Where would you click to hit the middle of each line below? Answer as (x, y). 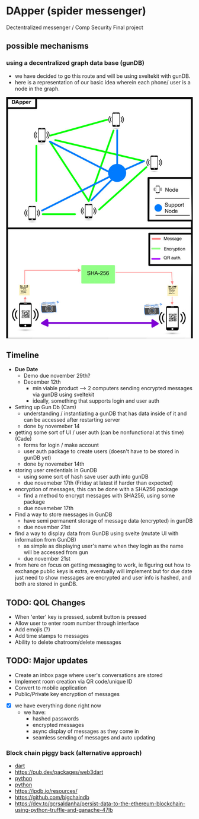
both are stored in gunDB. (46, 584)
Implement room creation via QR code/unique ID (73, 681)
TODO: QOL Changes (46, 603)
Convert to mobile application (51, 688)
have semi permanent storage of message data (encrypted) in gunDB (108, 521)
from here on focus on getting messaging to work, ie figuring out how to (102, 565)
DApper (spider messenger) (76, 11)
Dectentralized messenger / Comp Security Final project (75, 27)
